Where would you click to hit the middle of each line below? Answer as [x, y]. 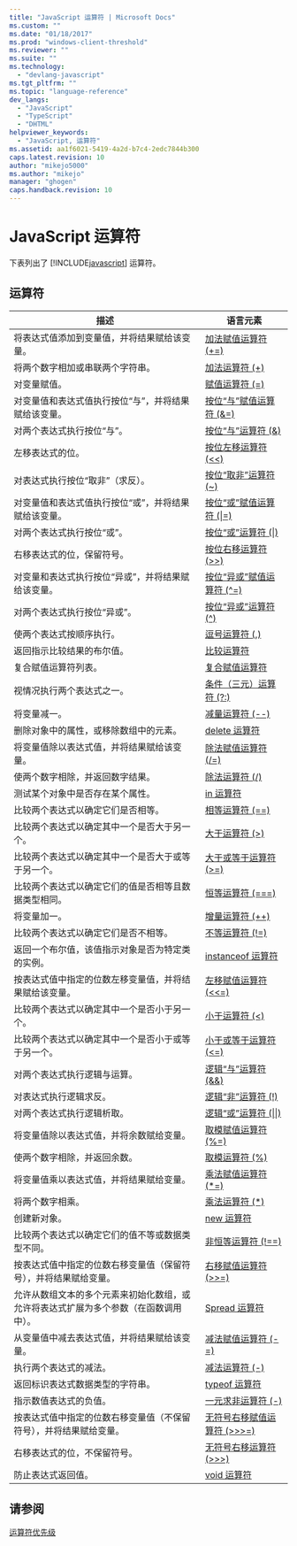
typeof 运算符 [233, 1384]
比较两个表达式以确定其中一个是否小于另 [98, 1009]
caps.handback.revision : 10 [61, 190]
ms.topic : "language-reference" [69, 91]
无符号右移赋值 [236, 1417]
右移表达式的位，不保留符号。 [76, 1452]
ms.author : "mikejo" [47, 173]
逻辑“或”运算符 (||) [243, 1113]
